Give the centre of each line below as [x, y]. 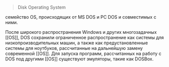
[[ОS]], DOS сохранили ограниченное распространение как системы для [85, 38]
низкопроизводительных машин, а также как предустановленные [77, 43]
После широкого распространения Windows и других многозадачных [81, 32]
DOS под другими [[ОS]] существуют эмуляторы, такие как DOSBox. [79, 59]
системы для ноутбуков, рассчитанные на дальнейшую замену [74, 48]
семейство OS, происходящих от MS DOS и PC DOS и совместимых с [81, 17]
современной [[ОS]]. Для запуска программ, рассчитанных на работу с [83, 53]
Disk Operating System [41, 7]
